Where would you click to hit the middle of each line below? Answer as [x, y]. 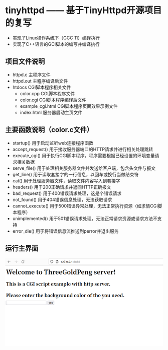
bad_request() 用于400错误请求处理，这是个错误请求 [67, 193]
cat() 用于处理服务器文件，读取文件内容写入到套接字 [66, 181]
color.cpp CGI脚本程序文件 [47, 93]
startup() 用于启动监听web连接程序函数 [53, 143]
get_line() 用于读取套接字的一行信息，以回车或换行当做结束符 [75, 174]
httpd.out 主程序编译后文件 [40, 81]
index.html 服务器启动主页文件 [51, 112]
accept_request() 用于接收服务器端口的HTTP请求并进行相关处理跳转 [83, 149]
